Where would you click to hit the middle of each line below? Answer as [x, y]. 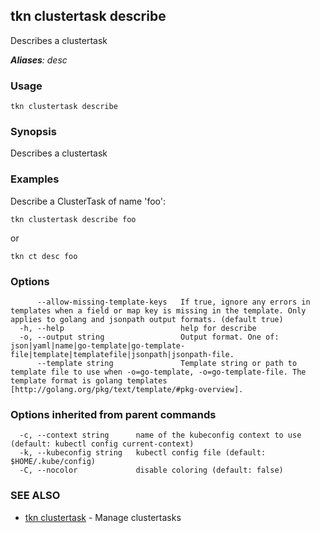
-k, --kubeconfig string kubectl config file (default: [143, 453]
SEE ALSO [35, 496]
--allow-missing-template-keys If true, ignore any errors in [173, 302]
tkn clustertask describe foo [73, 219]
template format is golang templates [89, 381]
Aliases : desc [39, 60]
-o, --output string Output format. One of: [149, 337]
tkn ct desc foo [44, 256]
